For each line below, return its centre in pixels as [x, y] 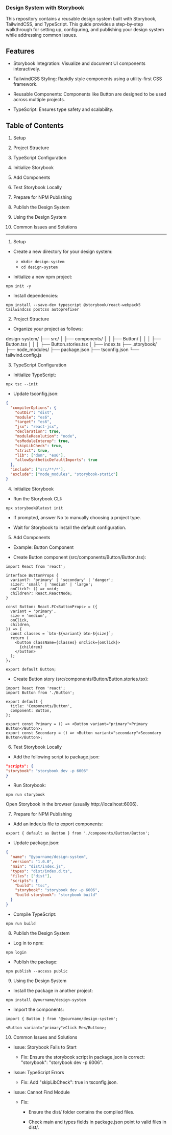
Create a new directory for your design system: [63, 251]
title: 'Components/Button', [41, 706]
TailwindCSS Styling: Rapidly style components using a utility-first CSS [88, 79]
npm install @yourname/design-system [46, 1000]
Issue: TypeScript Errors [39, 1072]
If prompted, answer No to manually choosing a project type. [77, 517]
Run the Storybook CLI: [38, 499]
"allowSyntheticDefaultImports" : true [56, 460]
